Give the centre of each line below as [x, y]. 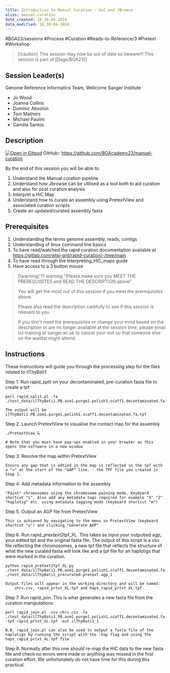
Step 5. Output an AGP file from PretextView [51, 511]
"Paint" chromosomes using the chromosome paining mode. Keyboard [77, 493]
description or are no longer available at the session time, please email [92, 327]
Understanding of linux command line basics [60, 244]
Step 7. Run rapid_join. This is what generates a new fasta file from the [79, 598]
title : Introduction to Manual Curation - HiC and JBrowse [69, 10]
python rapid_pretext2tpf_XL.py [39, 566]
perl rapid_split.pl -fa [32, 396]
